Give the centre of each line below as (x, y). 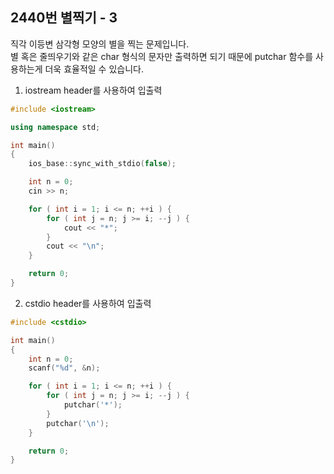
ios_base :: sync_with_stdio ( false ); (102, 164)
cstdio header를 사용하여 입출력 (88, 303)
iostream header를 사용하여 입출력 (93, 90)
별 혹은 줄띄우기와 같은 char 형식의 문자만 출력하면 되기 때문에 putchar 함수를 (162, 56)
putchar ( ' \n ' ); (78, 423)
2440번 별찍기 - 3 (64, 18)
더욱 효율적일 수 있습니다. (94, 69)
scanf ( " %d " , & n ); (64, 368)
